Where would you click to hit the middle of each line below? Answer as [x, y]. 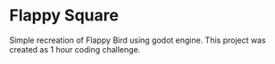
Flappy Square [64, 16]
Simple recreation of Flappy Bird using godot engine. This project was [137, 40]
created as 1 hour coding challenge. [75, 49]
